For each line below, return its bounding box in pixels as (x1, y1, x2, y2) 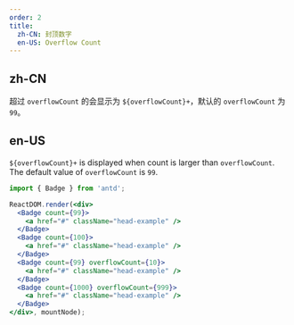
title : (9, 21, 34, 30)
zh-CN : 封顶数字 (17, 29, 73, 38)
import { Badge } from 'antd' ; (9, 184, 126, 193)
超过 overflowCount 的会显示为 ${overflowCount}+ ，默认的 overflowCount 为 (9, 96, 286, 107)
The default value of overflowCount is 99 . (9, 166, 159, 177)
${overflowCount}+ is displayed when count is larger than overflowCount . (9, 157, 275, 168)
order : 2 (9, 12, 42, 22)
